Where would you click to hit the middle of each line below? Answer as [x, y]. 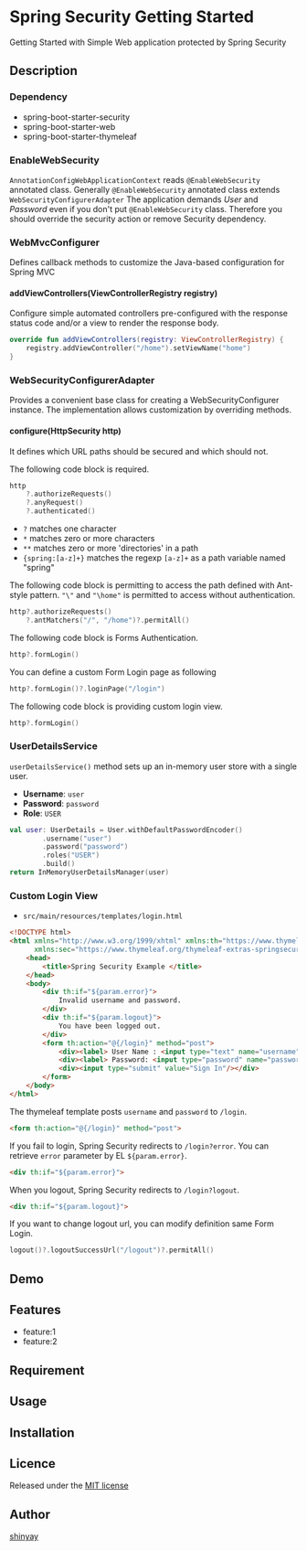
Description [43, 71]
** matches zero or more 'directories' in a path [111, 548]
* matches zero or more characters [89, 539]
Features [35, 1310]
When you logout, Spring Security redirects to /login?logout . [125, 1190]
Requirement [47, 1370]
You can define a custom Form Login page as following [113, 672]
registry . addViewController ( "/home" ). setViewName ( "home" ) [138, 348]
